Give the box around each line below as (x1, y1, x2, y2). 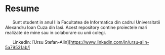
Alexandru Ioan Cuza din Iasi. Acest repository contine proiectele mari (5, 24, 148, 30)
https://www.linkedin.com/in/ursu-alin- (70, 39, 149, 45)
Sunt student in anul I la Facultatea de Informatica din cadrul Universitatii (12, 19, 161, 25)
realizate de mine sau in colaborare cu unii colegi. (5, 29, 106, 35)
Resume (5, 3, 40, 14)
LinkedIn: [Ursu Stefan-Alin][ (12, 39, 71, 45)
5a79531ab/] (5, 44, 31, 50)
